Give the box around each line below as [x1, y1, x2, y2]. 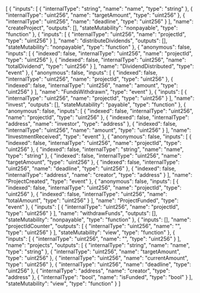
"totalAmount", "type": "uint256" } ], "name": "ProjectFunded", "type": [5, 197, 179, 204]
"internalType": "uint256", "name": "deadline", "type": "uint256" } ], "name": [5, 18, 193, 25]
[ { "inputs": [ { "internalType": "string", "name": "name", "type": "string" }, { [5, 5, 193, 12]
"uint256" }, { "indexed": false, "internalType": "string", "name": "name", [5, 146, 184, 153]
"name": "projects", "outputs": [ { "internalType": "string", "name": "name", [5, 242, 190, 248]
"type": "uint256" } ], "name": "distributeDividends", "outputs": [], [5, 37, 168, 44]
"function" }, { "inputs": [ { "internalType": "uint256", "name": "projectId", [5, 31, 187, 38]
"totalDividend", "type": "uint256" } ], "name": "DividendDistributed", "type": [5, 63, 195, 70]
